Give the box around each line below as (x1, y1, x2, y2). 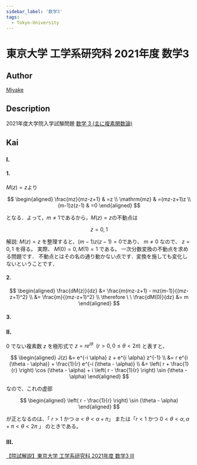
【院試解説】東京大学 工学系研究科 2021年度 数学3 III (6, 452, 134, 459)
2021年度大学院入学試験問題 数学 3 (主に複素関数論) (6, 120, 133, 127)
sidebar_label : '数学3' (6, 8, 63, 15)
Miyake (6, 86, 24, 93)
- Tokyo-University (11, 19, 60, 25)
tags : (6, 14, 19, 20)
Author (6, 70, 32, 80)
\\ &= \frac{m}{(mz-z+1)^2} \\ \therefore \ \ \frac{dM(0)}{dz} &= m (29, 293, 189, 300)
